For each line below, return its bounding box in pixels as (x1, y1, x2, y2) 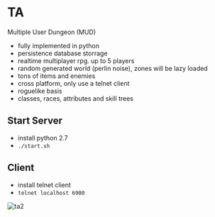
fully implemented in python (17, 41, 99, 50)
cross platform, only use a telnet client (17, 79, 130, 87)
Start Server (7, 115, 62, 127)
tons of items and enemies (17, 72, 96, 80)
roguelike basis (17, 87, 62, 95)
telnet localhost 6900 (17, 189, 85, 196)
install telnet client (17, 180, 71, 189)
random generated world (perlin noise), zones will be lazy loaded (17, 64, 208, 72)
